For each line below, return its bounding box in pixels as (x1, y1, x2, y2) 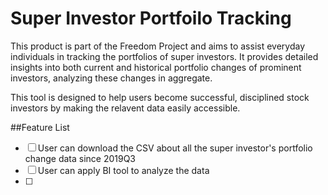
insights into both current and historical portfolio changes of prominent (10, 61, 302, 73)
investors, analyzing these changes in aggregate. (10, 72, 213, 84)
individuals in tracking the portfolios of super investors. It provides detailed (10, 50, 319, 62)
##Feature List (10, 121, 70, 133)
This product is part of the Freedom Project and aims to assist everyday (10, 40, 306, 52)
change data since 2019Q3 (24, 152, 137, 164)
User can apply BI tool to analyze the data (37, 164, 210, 176)
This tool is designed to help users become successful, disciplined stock (10, 91, 310, 103)
